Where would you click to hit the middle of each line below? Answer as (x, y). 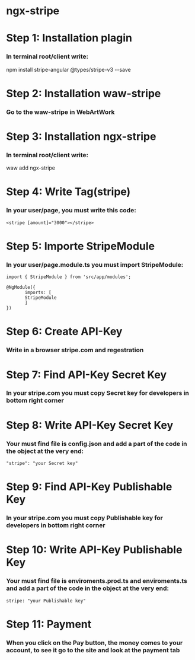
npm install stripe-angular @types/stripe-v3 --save (69, 69)
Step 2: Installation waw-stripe (84, 93)
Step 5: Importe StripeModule (81, 246)
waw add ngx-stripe (31, 168)
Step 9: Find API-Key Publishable (89, 487)
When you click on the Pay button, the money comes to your (95, 643)
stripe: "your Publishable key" (46, 601)
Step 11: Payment (49, 624)
